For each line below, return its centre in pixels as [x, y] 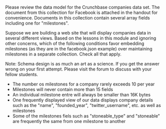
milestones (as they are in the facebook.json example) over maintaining [79, 49]
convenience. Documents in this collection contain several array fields [78, 18]
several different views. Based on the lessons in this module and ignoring [81, 38]
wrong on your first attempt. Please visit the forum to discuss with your [78, 69]
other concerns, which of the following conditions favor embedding [75, 43]
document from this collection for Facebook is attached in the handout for [81, 12]
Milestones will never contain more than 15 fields [63, 89]
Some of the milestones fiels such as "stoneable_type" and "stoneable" [86, 116]
